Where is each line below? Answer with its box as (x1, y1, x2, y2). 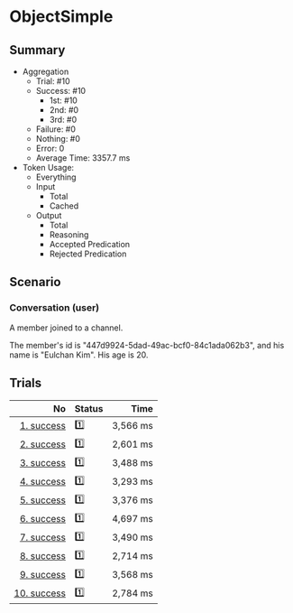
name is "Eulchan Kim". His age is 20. (9, 349, 149, 360)
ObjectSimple (9, 6, 114, 27)
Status (74, 402, 104, 414)
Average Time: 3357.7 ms (35, 153, 131, 163)
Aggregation (22, 66, 69, 77)
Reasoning (49, 229, 89, 240)
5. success (19, 494, 66, 506)
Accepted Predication (49, 239, 131, 249)
